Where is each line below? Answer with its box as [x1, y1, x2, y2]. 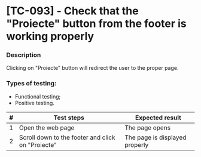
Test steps [53, 113, 85, 122]
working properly [6, 30, 95, 43]
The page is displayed [124, 133, 187, 141]
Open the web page [19, 124, 75, 132]
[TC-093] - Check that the [6, 4, 139, 18]
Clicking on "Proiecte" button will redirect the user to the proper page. [6, 64, 179, 72]
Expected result [135, 113, 181, 122]
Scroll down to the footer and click [19, 133, 115, 141]
